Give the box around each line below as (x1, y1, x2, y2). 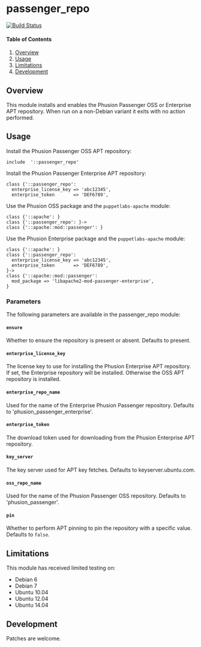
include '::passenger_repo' (6, 159, 79, 165)
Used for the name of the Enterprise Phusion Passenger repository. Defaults (6, 401, 194, 409)
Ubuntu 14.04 (14, 601, 49, 609)
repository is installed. (6, 375, 61, 383)
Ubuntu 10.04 (14, 589, 49, 596)
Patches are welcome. (6, 635, 61, 642)
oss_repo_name (6, 480, 42, 486)
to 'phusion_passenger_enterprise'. (6, 408, 93, 415)
